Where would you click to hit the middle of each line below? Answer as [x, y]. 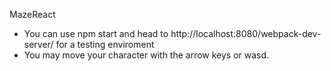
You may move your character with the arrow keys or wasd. [146, 55]
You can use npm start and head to [96, 33]
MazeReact [32, 14]
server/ [38, 44]
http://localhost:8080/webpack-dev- [246, 33]
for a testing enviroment [105, 44]
